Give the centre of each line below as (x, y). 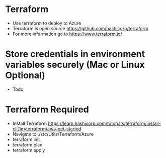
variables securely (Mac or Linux (75, 65)
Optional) (25, 75)
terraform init (26, 139)
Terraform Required (47, 110)
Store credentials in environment (75, 54)
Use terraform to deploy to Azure (47, 23)
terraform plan (27, 144)
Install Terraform (30, 123)
